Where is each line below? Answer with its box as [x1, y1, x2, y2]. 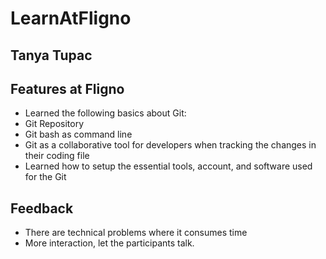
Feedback [10, 200, 74, 217]
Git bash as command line [24, 128, 133, 141]
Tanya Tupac [10, 47, 93, 64]
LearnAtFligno [10, 7, 132, 30]
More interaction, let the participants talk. [24, 237, 195, 249]
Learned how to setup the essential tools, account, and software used [24, 160, 313, 172]
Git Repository [24, 118, 85, 130]
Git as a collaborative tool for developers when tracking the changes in [24, 139, 317, 151]
